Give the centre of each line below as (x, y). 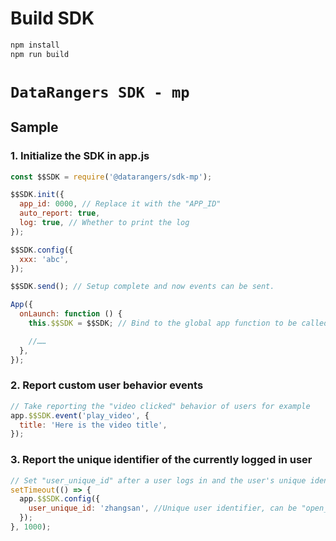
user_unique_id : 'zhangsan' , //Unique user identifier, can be (163, 508)
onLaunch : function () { (71, 314)
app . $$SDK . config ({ (60, 499)
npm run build (40, 54)
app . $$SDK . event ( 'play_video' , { (80, 415)
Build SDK (52, 18)
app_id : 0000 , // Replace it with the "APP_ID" (120, 204)
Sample (34, 127)
